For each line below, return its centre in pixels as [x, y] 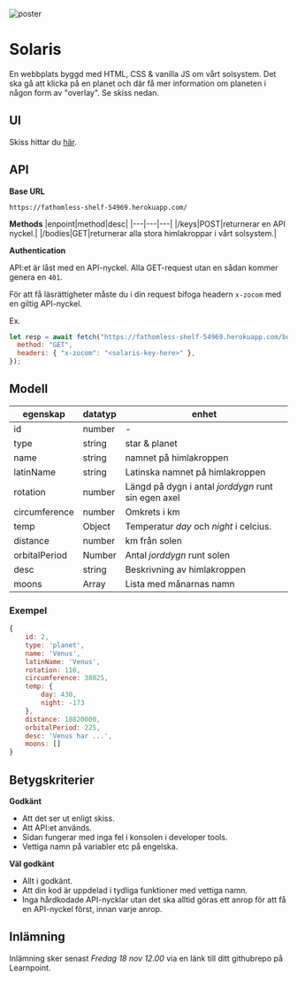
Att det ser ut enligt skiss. [68, 818]
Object [96, 526]
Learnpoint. [30, 967]
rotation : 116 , [53, 670]
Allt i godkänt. [47, 880]
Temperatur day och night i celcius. [198, 526]
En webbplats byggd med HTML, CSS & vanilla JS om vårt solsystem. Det [143, 73]
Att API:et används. [57, 827]
